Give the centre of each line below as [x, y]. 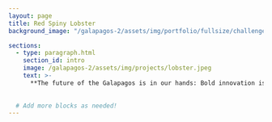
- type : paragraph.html [55, 53]
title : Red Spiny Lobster [52, 23]
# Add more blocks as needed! [66, 106]
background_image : [39, 31]
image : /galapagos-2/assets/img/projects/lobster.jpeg [117, 68]
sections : [25, 45]
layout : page [30, 16]
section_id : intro [54, 61]
